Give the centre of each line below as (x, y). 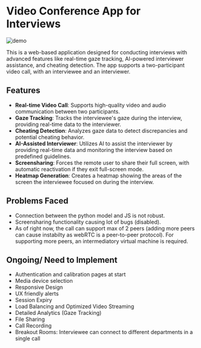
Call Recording (33, 326)
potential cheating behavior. (49, 137)
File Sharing (30, 319)
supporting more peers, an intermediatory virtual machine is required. (101, 241)
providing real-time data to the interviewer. (68, 124)
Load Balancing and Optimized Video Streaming (75, 306)
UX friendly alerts (37, 294)
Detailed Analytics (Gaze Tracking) (58, 313)
